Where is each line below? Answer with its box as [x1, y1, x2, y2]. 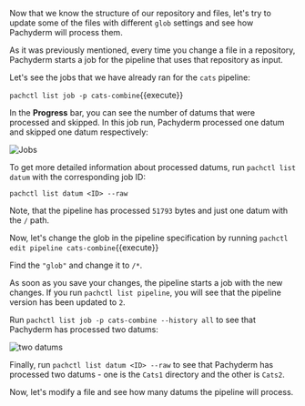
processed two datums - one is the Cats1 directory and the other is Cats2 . [9, 369, 285, 380]
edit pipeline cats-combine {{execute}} [9, 242, 159, 253]
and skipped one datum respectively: [9, 127, 148, 137]
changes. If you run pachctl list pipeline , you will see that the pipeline [9, 287, 282, 298]
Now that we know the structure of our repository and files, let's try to [9, 8, 271, 18]
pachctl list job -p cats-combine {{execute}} [9, 90, 184, 100]
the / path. [9, 215, 50, 226]
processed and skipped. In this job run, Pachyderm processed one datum [9, 117, 285, 127]
